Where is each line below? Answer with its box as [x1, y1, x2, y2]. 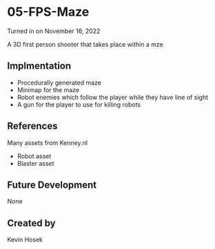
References [7, 120, 58, 132]
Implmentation [7, 60, 72, 72]
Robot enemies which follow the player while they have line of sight [17, 93, 209, 101]
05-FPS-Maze [7, 4, 90, 20]
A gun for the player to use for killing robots [17, 100, 141, 109]
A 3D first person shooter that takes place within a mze [7, 40, 163, 48]
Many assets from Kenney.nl [7, 138, 88, 147]
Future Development [7, 179, 97, 191]
